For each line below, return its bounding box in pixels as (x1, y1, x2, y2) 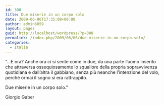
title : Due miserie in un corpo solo (5, 12, 85, 17)
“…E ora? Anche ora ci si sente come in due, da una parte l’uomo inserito (5, 58, 156, 64)
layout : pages (5, 26, 35, 31)
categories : (5, 40, 30, 45)
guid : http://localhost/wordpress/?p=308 (5, 31, 94, 36)
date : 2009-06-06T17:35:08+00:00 (5, 17, 76, 22)
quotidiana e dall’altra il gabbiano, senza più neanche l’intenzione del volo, (5, 69, 160, 75)
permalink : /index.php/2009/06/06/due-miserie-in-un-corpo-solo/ (5, 36, 145, 41)
